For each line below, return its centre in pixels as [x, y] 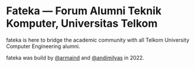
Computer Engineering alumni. [43, 46]
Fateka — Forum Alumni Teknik [84, 11]
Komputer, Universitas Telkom [82, 23]
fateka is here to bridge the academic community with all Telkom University [98, 40]
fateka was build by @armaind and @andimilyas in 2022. [75, 58]
